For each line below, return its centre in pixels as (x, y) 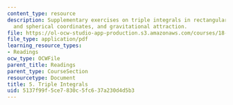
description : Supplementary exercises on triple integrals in (99, 20)
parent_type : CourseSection (48, 71)
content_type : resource (42, 13)
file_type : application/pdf (48, 39)
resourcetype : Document (42, 78)
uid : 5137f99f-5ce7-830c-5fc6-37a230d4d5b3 (71, 90)
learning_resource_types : (44, 46)
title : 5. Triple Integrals (48, 84)
